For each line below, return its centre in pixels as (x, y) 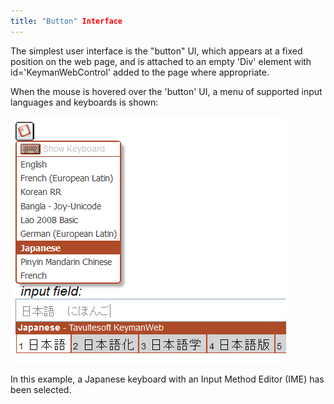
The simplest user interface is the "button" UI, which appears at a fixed (156, 51)
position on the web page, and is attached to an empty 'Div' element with (161, 61)
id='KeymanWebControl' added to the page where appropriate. (140, 72)
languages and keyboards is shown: (84, 102)
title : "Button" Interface (66, 21)
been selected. (41, 389)
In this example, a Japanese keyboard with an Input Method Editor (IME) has (167, 379)
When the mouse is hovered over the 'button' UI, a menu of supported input (166, 91)
